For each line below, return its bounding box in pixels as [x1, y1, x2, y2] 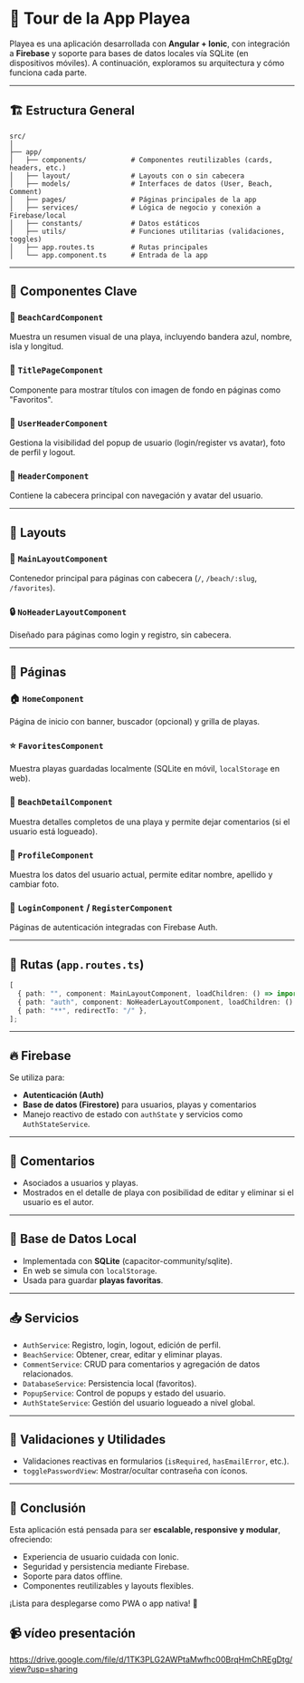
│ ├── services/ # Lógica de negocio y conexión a [9, 203, 261, 212]
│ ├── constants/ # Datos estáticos [9, 219, 201, 228]
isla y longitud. [9, 341, 64, 352]
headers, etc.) [9, 163, 67, 172]
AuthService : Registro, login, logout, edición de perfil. [22, 1339, 222, 1350]
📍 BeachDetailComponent [9, 795, 113, 808]
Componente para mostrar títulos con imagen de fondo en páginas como [9, 384, 281, 395]
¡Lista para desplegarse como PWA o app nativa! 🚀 [9, 1598, 198, 1609]
